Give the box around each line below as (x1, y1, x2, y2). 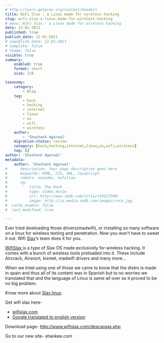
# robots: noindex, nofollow (5, 175, 76, 180)
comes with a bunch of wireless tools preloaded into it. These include (5, 250, 145, 256)
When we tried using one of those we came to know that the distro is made (5, 265, 157, 271)
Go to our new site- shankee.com (5, 333, 72, 339)
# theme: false (5, 48, 36, 53)
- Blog (23, 89, 36, 94)
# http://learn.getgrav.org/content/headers (5, 7, 97, 12)
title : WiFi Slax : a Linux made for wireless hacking (5, 12, 119, 17)
